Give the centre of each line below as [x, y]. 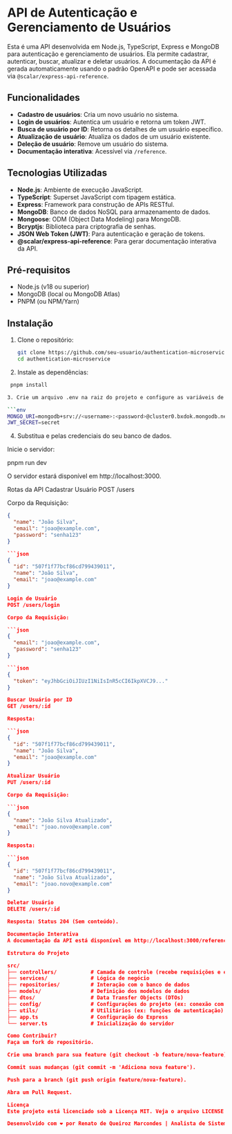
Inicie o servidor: [31, 449]
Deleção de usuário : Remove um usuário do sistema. [93, 144]
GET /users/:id [29, 706]
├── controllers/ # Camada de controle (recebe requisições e [114, 972]
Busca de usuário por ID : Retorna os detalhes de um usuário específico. [120, 129]
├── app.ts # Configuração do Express [88, 1017]
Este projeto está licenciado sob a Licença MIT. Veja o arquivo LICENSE [116, 1111]
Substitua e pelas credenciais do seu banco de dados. [94, 436]
